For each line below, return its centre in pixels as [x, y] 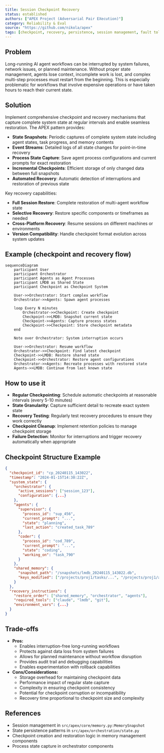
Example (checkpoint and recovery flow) [68, 255]
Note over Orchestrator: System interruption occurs [69, 338]
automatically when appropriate [44, 442]
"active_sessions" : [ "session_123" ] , [56, 491]
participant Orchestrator [40, 274]
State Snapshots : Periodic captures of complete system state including [84, 137]
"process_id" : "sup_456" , [49, 514]
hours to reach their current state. [39, 90]
